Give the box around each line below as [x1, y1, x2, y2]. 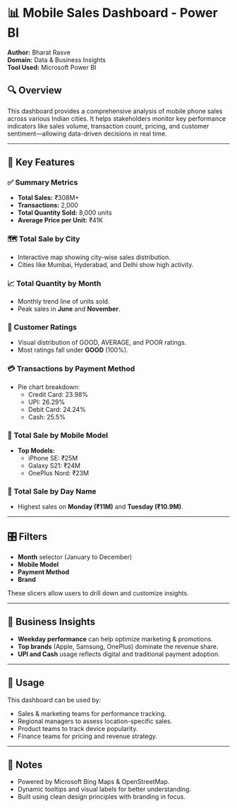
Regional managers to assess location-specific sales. [17, 717, 173, 725]
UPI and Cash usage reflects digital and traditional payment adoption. [17, 650, 220, 658]
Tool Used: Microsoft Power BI [7, 63, 97, 71]
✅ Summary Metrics [7, 177, 78, 187]
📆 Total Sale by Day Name [7, 486, 97, 496]
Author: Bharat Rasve [7, 48, 71, 57]
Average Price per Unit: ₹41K [17, 216, 104, 225]
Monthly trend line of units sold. [17, 297, 110, 306]
